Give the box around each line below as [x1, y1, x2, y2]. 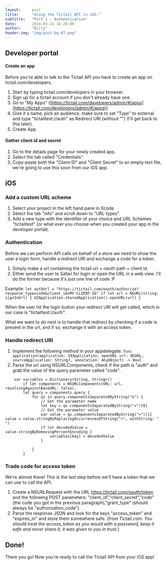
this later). [12, 121, 33, 127]
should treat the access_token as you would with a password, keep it [12, 521, 155, 527]
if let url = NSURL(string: [100, 290, 159, 296]
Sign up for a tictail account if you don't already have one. [12, 94, 131, 100]
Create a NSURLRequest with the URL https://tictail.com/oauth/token [12, 489, 153, 495]
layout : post [5, 7, 41, 12]
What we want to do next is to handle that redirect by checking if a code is [5, 319, 158, 325]
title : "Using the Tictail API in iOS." [5, 12, 101, 17]
